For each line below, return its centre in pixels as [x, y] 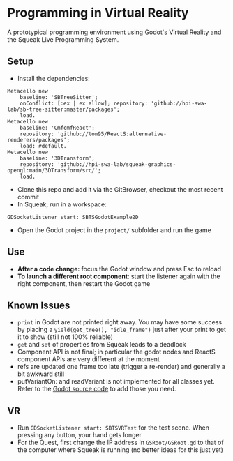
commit [28, 197]
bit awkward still [41, 374]
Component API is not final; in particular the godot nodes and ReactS [116, 352]
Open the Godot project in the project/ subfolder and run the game [114, 230]
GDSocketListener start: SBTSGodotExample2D [73, 217]
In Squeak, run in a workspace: [62, 204]
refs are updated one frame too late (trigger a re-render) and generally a [121, 367]
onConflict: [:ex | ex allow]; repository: [84, 103]
